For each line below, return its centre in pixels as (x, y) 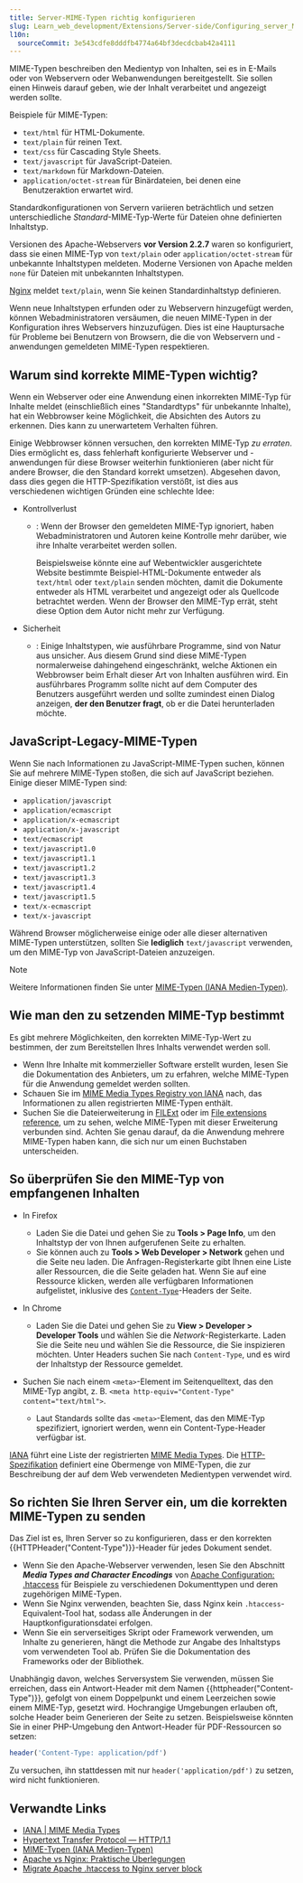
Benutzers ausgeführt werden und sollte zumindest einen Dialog (155, 694)
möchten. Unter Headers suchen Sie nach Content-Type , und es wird (163, 1354)
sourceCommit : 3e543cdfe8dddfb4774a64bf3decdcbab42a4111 (127, 43)
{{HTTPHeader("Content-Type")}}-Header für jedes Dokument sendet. (141, 1548)
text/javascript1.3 (59, 878)
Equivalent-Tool (51, 1614)
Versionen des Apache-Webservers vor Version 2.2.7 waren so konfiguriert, (151, 244)
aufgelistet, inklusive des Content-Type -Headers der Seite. (144, 1290)
